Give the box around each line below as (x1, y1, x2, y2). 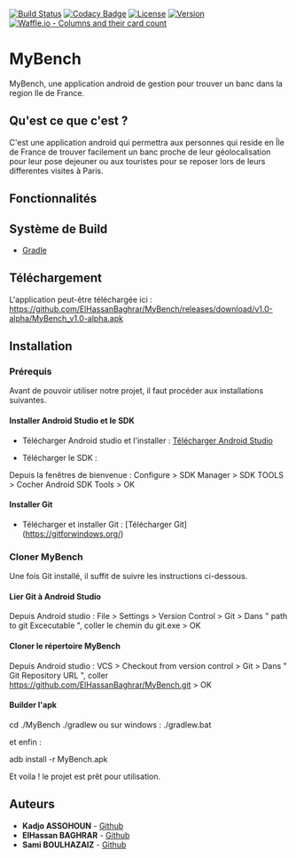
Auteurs (9, 797, 56, 812)
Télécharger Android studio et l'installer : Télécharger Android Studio (21, 435, 273, 446)
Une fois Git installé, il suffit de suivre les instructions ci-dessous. (9, 571, 248, 582)
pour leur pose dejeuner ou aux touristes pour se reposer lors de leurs (9, 155, 266, 166)
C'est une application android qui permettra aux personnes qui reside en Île (9, 137, 285, 147)
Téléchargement (9, 271, 102, 286)
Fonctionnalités (9, 191, 97, 206)
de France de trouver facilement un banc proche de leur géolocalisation (9, 147, 271, 157)
